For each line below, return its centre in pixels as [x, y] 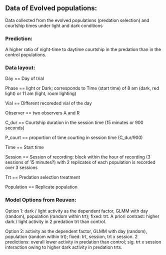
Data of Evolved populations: [51, 8]
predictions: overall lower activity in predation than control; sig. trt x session [83, 241]
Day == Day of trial [24, 78]
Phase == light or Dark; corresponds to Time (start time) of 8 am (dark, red [82, 88]
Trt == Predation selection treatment [43, 177]
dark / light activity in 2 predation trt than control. [56, 221]
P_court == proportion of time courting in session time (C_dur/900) [74, 137]
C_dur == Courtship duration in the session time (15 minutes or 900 [74, 122]
